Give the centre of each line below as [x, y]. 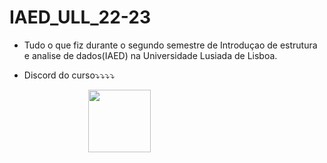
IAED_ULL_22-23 [80, 17]
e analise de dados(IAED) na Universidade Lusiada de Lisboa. [150, 55]
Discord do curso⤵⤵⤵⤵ [69, 75]
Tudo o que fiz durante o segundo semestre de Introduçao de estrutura [170, 45]
